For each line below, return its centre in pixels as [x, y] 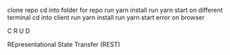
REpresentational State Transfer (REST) [64, 44]
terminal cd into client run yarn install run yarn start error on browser [106, 17]
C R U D [19, 31]
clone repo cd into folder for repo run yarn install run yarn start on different [115, 10]
